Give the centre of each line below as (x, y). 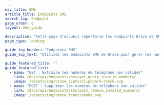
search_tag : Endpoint (27, 19)
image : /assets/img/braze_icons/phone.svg (58, 95)
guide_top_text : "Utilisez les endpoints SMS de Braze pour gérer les (78, 54)
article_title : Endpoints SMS (36, 14)
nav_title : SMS (20, 10)
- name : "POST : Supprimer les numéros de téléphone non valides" (78, 86)
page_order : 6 (20, 23)
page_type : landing (25, 41)
